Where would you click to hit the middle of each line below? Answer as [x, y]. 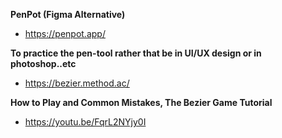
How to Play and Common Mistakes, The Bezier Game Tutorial [141, 102]
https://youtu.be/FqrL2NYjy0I [85, 122]
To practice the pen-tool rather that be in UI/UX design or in [136, 53]
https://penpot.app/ [65, 33]
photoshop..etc [43, 63]
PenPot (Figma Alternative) [68, 14]
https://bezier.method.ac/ [77, 83]
